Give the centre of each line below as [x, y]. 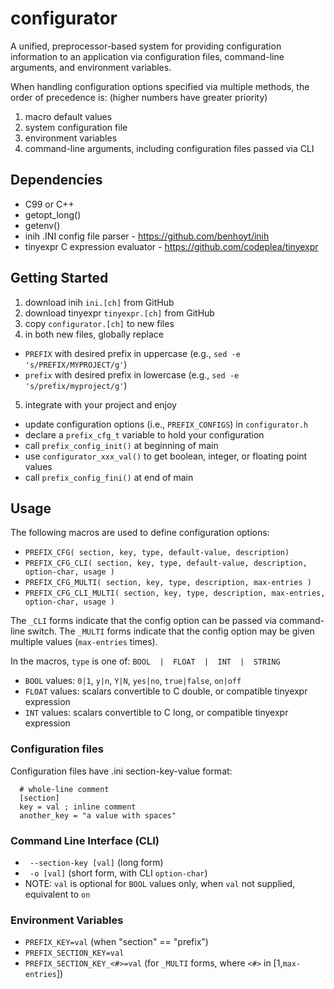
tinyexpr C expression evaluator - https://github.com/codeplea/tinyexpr [171, 246]
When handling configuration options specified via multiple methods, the [160, 86]
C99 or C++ [49, 204]
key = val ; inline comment [78, 807]
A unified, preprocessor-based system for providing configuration [146, 46]
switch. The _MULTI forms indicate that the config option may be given [171, 631]
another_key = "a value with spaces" [98, 815]
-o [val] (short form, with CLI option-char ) [118, 873]
